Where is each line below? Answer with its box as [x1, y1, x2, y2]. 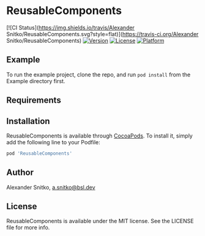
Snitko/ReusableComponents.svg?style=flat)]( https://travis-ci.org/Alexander [6, 30, 199, 37]
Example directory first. [6, 77, 65, 84]
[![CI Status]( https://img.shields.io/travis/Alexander [6, 24, 135, 31]
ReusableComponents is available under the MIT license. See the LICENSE [6, 218, 194, 225]
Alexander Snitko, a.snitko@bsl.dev [6, 183, 96, 191]
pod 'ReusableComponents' [6, 150, 72, 157]
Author [6, 168, 34, 178]
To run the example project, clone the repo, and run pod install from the [6, 71, 191, 78]
